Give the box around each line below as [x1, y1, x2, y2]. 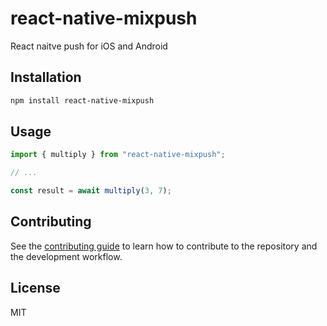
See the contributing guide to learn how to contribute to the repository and [10, 240, 318, 252]
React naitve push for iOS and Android [10, 40, 168, 52]
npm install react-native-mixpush [10, 95, 155, 106]
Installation [10, 69, 82, 86]
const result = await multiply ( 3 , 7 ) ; [10, 186, 172, 196]
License [10, 280, 61, 297]
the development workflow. [10, 250, 123, 262]
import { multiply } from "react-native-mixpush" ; [10, 150, 226, 160]
